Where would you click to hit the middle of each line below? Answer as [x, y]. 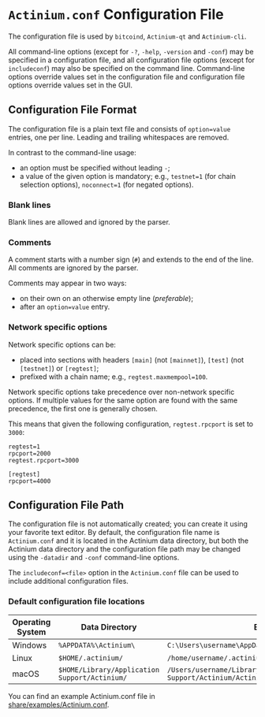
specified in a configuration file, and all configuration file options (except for [131, 60]
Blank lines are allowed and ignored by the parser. [90, 222]
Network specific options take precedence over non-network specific [121, 392]
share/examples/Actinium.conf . [59, 704]
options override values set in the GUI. [70, 85]
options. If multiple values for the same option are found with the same [123, 400]
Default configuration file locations [77, 602]
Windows [30, 645]
